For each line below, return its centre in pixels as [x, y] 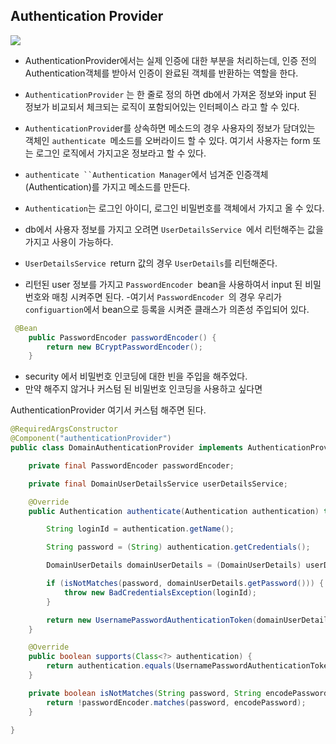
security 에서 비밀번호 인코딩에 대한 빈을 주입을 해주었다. [136, 376]
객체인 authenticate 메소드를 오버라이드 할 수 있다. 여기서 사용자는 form [167, 140]
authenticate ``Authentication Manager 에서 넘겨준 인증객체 [146, 174]
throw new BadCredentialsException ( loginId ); [160, 592]
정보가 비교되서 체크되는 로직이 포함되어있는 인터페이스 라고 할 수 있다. [162, 106]
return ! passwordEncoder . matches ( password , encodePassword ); [176, 702]
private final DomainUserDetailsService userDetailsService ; [158, 484]
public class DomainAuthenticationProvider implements [127, 448]
